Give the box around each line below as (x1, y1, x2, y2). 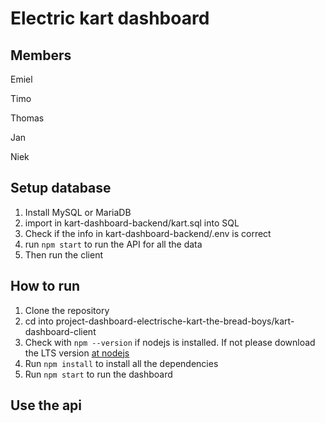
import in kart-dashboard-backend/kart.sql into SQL (24, 217, 240, 229)
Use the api (10, 397, 83, 414)
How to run (10, 278, 81, 295)
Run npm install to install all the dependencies (24, 357, 219, 369)
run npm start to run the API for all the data (24, 238, 203, 250)
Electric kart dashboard (10, 7, 210, 30)
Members (10, 47, 72, 64)
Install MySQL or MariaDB (24, 206, 132, 218)
